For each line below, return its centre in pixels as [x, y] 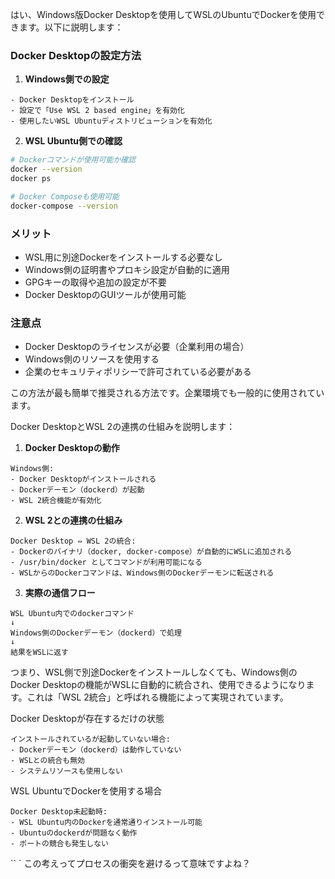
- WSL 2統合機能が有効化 [56, 501]
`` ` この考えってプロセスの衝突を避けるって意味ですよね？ [131, 864]
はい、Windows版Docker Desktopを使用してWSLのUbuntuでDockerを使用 [163, 14]
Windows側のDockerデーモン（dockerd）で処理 [96, 633]
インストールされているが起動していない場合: [90, 739]
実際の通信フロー [60, 593]
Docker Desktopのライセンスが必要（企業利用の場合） [137, 347]
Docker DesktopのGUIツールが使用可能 [105, 294]
